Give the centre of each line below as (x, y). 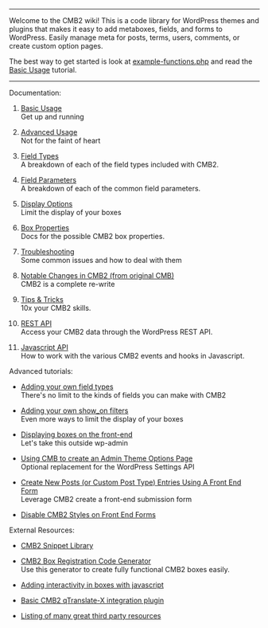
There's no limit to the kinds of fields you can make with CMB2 (123, 395)
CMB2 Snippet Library (57, 546)
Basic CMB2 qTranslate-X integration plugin (92, 600)
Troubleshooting (47, 251)
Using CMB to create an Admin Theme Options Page (107, 458)
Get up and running (52, 117)
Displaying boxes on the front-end (77, 434)
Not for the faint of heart (60, 141)
